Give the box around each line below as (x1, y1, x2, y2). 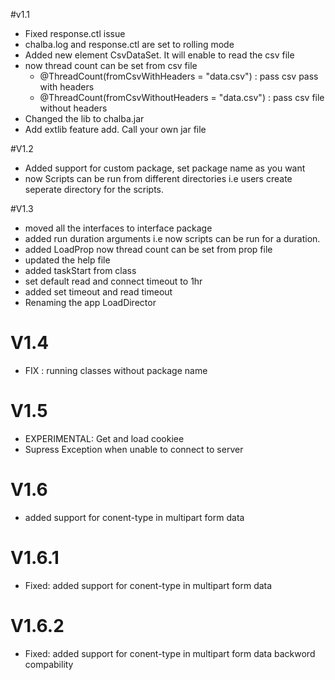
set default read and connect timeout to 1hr (24, 275, 203, 287)
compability (24, 658, 74, 670)
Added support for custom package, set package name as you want (24, 162, 306, 174)
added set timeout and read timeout (24, 286, 173, 298)
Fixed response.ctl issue (24, 28, 126, 39)
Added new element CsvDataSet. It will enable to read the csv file (24, 49, 295, 61)
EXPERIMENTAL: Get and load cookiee (24, 432, 185, 444)
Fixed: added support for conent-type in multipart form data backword (24, 647, 316, 659)
